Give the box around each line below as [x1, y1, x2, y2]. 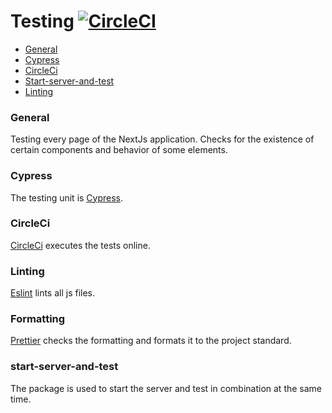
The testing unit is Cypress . [10, 191, 124, 204]
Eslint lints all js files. [10, 287, 96, 299]
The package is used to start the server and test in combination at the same [10, 382, 323, 394]
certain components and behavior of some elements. [10, 144, 228, 156]
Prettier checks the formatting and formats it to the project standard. [10, 335, 292, 347]
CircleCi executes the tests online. [10, 239, 151, 251]
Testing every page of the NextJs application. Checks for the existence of [10, 133, 315, 145]
